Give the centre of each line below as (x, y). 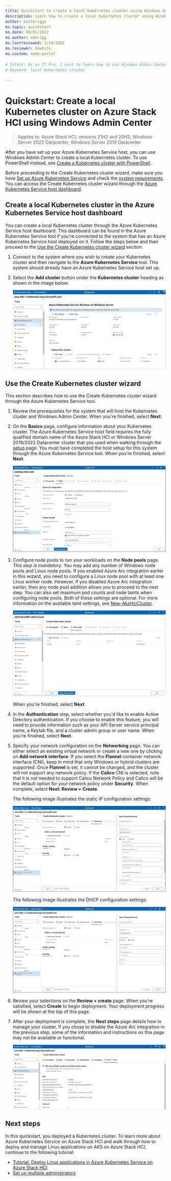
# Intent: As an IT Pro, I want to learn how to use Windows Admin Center (86, 64)
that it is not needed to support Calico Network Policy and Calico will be (88, 778)
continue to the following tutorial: (40, 1152)
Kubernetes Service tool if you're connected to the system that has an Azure (85, 236)
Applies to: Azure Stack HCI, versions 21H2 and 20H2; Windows (85, 137)
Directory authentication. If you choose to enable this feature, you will (85, 719)
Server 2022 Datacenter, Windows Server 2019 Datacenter (79, 142)
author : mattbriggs (26, 21)
